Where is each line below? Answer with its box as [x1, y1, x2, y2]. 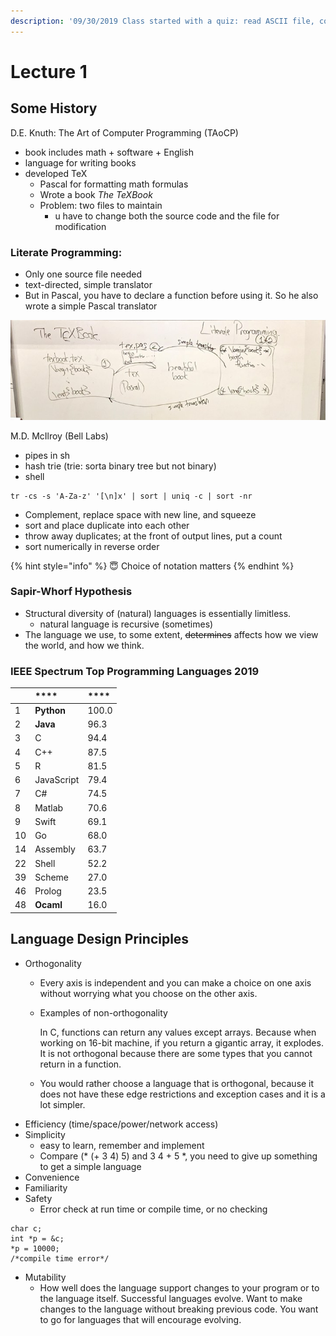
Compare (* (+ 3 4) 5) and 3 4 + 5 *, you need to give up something [39, 1150, 318, 1162]
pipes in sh [24, 449, 71, 461]
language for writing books [24, 156, 137, 169]
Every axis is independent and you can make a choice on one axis [39, 976, 312, 989]
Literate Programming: [10, 245, 123, 259]
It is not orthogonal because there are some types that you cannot [39, 1047, 313, 1059]
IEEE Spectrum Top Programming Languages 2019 [10, 664, 260, 678]
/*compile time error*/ [10, 1253, 110, 1264]
